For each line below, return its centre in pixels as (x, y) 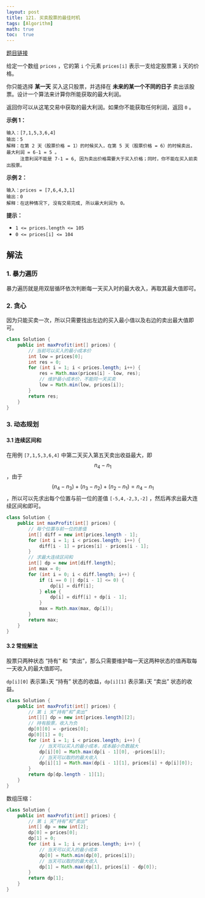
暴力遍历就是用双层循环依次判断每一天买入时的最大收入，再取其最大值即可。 (103, 288)
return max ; (44, 620)
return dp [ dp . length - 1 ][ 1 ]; (67, 774)
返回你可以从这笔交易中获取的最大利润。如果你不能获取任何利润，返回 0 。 (100, 107)
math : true (20, 29)
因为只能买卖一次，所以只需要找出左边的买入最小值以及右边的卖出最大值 (97, 320)
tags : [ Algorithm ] (30, 23)
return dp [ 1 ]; (46, 878)
